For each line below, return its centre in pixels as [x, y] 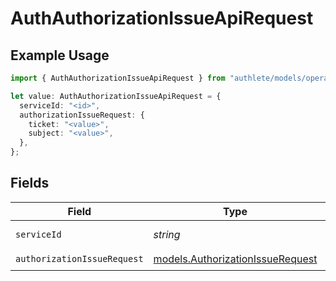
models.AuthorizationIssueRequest [235, 259]
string [167, 234]
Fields [30, 183]
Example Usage [60, 55]
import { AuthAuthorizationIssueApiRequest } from [118, 78]
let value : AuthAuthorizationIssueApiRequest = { [116, 96]
